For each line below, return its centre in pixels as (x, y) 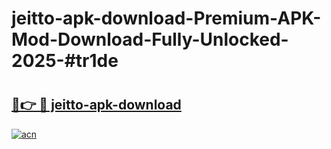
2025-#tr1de (65, 61)
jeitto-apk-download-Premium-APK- (166, 18)
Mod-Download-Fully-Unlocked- (150, 39)
